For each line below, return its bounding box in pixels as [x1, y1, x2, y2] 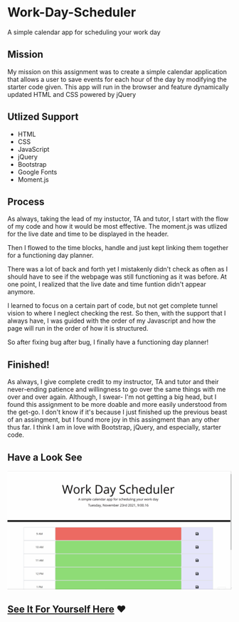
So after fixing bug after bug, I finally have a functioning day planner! [7, 338, 209, 346]
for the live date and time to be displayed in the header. [7, 229, 169, 239]
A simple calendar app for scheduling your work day [7, 28, 161, 36]
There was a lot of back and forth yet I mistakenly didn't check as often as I [7, 265, 228, 274]
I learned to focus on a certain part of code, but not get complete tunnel [7, 301, 218, 310]
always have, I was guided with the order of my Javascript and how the [7, 316, 216, 325]
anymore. [7, 288, 36, 296]
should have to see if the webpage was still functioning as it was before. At [7, 272, 228, 281]
